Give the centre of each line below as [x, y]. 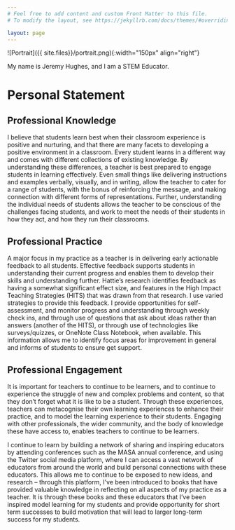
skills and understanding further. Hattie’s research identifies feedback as [112, 280]
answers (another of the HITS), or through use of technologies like [103, 325]
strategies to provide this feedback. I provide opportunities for [97, 303]
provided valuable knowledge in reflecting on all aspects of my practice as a [117, 489]
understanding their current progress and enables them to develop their [111, 273]
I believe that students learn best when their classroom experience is [107, 137]
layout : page [26, 33]
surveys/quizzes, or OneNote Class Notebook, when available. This [104, 333]
